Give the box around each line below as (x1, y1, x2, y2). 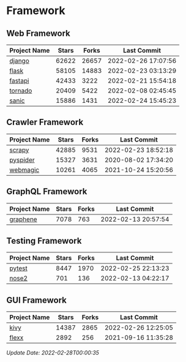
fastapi (9, 77, 29, 85)
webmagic (9, 165, 40, 174)
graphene (9, 215, 38, 224)
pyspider (9, 156, 35, 164)
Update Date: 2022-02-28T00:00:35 (6, 349, 100, 356)
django (9, 56, 29, 65)
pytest (9, 264, 28, 273)
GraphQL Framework (6, 186, 87, 197)
